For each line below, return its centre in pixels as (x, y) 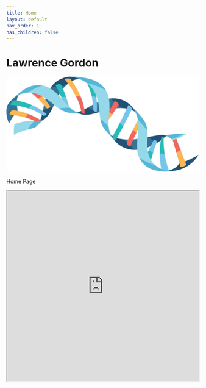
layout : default (27, 19)
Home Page (21, 181)
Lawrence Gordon (52, 63)
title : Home (21, 13)
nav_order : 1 (23, 26)
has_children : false (33, 32)
